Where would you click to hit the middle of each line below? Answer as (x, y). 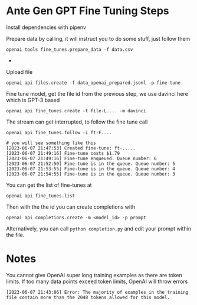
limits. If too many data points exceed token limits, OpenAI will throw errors (97, 281)
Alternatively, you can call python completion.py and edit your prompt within (99, 228)
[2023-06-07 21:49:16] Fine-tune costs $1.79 (63, 153)
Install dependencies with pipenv (46, 27)
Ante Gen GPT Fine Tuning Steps (88, 11)
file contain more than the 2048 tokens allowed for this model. (88, 297)
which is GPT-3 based (33, 100)
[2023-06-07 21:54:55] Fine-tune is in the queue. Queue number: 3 (91, 174)
